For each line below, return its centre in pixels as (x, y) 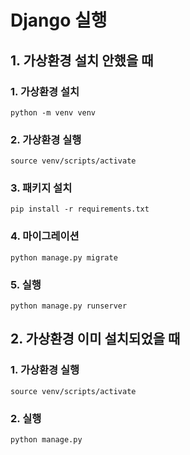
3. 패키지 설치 (41, 188)
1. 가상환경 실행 (45, 370)
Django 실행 (59, 20)
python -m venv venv (53, 112)
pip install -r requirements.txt (80, 209)
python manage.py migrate (64, 257)
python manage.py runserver (69, 306)
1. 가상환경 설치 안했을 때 (82, 60)
